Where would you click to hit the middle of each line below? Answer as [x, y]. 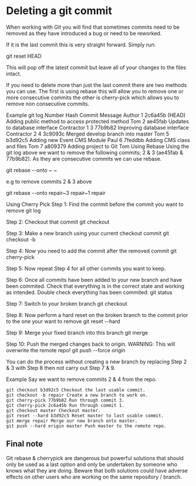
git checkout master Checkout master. [53, 410]
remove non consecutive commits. [48, 103]
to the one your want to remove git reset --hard [63, 321]
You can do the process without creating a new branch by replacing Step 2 [97, 362]
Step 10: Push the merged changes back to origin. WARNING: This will [91, 344]
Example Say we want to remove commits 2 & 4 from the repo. [82, 379]
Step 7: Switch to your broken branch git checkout [67, 303]
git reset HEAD [24, 56]
